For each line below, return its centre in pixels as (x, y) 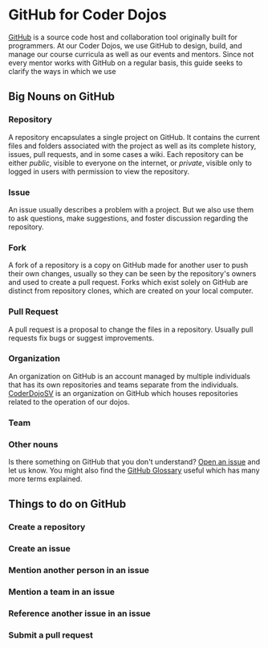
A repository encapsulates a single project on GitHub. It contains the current (134, 137)
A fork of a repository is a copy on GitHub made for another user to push (128, 265)
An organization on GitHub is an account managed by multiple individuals (130, 376)
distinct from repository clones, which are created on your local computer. (131, 291)
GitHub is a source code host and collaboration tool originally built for (123, 37)
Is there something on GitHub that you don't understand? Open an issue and (134, 462)
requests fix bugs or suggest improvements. (81, 338)
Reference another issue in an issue (79, 613)
